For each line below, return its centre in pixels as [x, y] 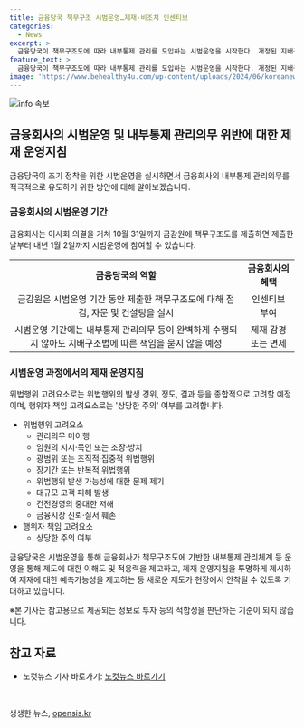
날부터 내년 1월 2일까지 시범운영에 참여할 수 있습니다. [103, 244]
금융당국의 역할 [126, 275]
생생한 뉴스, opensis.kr [51, 713]
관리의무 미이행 [63, 436]
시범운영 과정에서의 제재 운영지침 [77, 372]
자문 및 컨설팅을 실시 [133, 312]
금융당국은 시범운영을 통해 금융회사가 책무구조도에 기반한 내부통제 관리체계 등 [146, 557]
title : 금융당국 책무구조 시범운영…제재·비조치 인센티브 [99, 18]
